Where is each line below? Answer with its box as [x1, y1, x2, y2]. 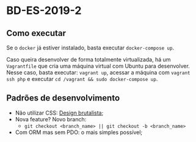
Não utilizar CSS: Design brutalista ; [15, 109, 104, 116]
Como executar [6, 28, 66, 38]
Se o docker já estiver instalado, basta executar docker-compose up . [6, 44, 175, 51]
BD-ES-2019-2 [6, 4, 82, 18]
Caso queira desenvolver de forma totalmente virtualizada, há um [6, 56, 171, 63]
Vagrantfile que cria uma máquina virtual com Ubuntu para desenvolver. [6, 62, 191, 69]
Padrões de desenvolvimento [6, 93, 120, 104]
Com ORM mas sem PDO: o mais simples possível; [15, 129, 143, 136]
